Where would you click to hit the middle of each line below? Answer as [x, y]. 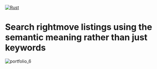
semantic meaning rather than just [76, 38]
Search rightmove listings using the [79, 27]
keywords [26, 48]
